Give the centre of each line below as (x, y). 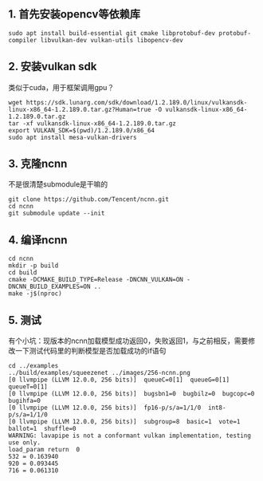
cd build (23, 273)
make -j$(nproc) (35, 294)
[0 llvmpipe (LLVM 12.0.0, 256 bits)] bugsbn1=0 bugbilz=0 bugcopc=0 (131, 394)
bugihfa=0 (25, 401)
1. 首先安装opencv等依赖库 (75, 14)
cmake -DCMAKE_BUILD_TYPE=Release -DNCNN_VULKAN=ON (96, 280)
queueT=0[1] (28, 387)
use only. (25, 443)
